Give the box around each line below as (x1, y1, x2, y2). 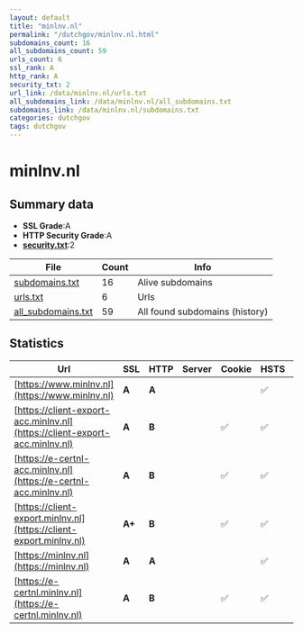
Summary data (9, 196, 95, 212)
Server (181, 362, 212, 375)
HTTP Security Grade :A (22, 231, 113, 240)
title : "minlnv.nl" (9, 22, 83, 31)
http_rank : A (9, 72, 59, 81)
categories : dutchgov (9, 113, 91, 122)
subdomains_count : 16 (9, 38, 91, 48)
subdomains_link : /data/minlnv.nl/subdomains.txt (9, 105, 200, 114)
